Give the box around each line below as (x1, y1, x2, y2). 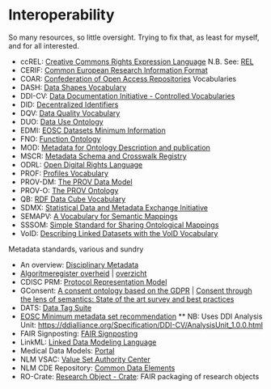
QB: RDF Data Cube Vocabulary (19, 194, 126, 204)
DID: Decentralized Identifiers (19, 99, 119, 109)
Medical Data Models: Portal (19, 345, 115, 355)
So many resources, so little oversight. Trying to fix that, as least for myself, (8, 32, 260, 42)
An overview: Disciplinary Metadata (19, 260, 139, 269)
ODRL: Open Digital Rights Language (19, 159, 143, 169)
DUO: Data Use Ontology (19, 116, 104, 126)
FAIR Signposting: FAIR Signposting (19, 328, 138, 338)
